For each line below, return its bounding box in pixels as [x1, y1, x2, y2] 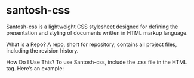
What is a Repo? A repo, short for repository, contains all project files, [6, 41, 177, 48]
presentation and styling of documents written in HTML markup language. [6, 29, 188, 36]
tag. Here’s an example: [6, 64, 64, 71]
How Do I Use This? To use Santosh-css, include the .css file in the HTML [6, 58, 187, 66]
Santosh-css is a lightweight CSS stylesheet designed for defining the [6, 23, 178, 30]
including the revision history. [6, 47, 79, 54]
